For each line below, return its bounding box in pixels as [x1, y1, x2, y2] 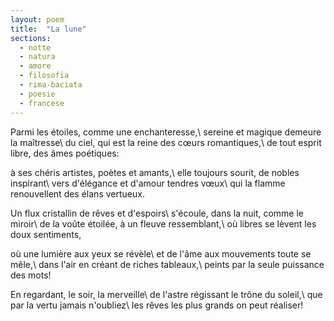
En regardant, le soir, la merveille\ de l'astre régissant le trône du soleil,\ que [10, 288, 323, 300]
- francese [19, 98, 65, 108]
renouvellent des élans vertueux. [10, 187, 145, 200]
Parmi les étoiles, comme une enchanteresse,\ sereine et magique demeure [10, 126, 322, 138]
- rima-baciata [19, 80, 83, 90]
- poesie [19, 89, 56, 99]
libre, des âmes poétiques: [10, 147, 120, 159]
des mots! [10, 269, 52, 281]
